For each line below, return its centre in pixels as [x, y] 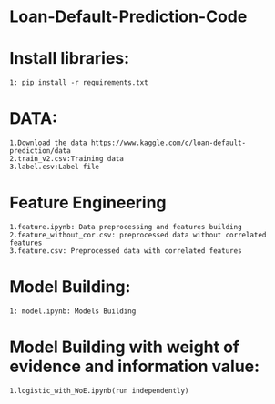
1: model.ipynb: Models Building [73, 311]
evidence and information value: [135, 367]
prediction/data [40, 151]
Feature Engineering [88, 203]
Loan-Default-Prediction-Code [128, 17]
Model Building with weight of [124, 347]
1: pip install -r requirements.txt [79, 83]
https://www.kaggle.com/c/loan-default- [168, 143]
